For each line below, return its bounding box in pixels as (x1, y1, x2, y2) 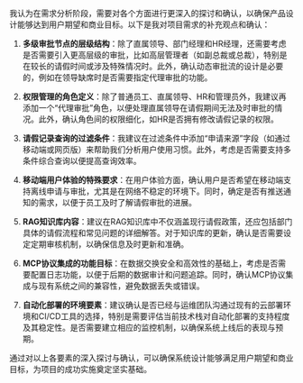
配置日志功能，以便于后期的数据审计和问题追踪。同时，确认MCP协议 (30, 269, 286, 279)
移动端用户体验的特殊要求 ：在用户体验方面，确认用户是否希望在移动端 (22, 175, 284, 185)
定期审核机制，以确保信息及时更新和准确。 (30, 239, 189, 250)
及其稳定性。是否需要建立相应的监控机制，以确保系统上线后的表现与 (22, 323, 276, 333)
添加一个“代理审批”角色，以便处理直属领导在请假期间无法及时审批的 (22, 103, 275, 113)
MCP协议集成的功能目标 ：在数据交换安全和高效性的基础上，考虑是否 (22, 258, 279, 269)
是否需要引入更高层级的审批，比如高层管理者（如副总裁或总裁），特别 (22, 50, 280, 60)
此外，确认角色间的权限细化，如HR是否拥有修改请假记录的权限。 (38, 114, 280, 124)
